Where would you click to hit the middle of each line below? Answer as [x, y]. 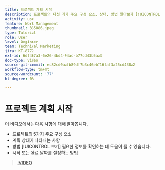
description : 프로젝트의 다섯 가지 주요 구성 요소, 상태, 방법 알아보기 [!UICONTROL [82, 14]
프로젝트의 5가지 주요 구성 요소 [42, 134]
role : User [16, 38]
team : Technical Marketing [33, 46]
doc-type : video [22, 60]
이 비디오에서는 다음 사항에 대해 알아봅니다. [47, 124]
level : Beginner [22, 42]
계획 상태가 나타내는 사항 [36, 140]
